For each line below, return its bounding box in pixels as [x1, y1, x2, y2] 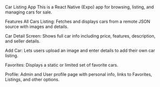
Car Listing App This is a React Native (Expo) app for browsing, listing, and [5, 4, 154, 10]
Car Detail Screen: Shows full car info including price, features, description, [5, 33, 156, 39]
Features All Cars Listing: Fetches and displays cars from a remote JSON [5, 19, 150, 24]
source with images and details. [5, 24, 69, 29]
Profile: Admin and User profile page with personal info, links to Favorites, [5, 72, 152, 77]
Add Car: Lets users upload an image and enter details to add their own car [5, 48, 155, 53]
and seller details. [5, 38, 40, 44]
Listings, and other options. [5, 77, 60, 82]
